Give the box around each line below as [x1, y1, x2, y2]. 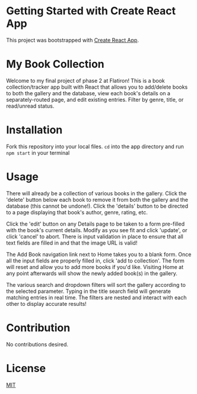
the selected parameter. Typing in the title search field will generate [6, 287, 171, 295]
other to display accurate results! [6, 300, 87, 307]
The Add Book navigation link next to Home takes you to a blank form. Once [6, 251, 192, 258]
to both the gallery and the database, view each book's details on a [6, 89, 171, 96]
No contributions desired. [6, 340, 69, 348]
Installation [6, 123, 63, 137]
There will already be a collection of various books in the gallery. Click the [6, 189, 187, 197]
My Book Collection [6, 58, 105, 71]
